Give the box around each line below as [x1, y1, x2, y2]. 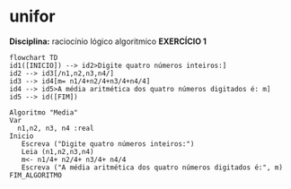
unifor [9, 6, 56, 27]
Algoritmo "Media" [9, 107, 78, 117]
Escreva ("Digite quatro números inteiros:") [21, 139, 195, 149]
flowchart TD [9, 53, 58, 62]
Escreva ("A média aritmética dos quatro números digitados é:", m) [21, 163, 283, 172]
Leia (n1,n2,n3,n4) [21, 147, 94, 156]
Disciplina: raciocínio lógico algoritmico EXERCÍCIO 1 [9, 36, 207, 47]
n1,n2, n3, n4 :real [17, 124, 94, 133]
